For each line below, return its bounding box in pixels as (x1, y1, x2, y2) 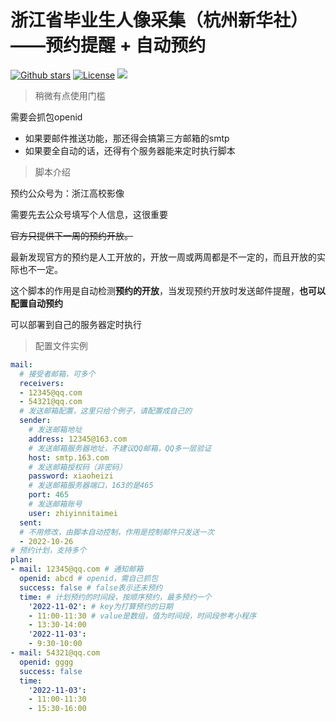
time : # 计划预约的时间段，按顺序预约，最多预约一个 (19, 592, 212, 602)
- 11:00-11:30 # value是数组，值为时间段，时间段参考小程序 (28, 611, 257, 621)
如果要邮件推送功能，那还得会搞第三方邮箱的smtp (24, 132, 230, 144)
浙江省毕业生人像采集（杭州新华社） (10, 9, 309, 32)
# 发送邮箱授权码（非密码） (28, 462, 127, 472)
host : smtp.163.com (28, 452, 110, 463)
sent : (19, 517, 43, 528)
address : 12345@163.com (28, 434, 128, 444)
